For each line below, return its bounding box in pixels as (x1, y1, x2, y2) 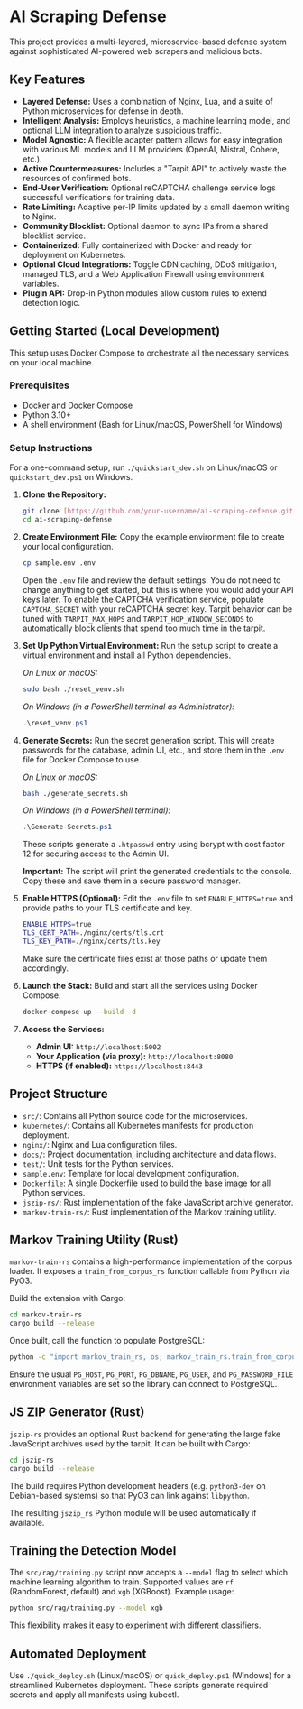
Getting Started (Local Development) (9, 323, 221, 339)
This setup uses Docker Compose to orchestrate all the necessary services (9, 347, 289, 358)
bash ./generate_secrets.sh (22, 789, 128, 798)
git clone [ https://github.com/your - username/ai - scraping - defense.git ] (22, 507, 298, 516)
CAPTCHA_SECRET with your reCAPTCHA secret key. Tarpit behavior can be (22, 603, 293, 614)
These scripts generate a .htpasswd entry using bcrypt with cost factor (22, 839, 286, 850)
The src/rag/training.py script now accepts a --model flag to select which (9, 1567, 289, 1578)
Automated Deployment (9, 1646, 147, 1661)
